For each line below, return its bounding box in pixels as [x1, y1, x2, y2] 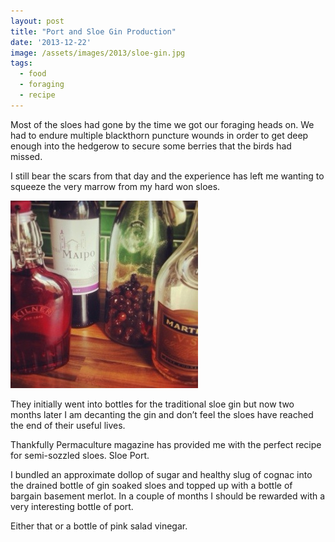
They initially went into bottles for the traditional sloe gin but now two [10, 398, 295, 410]
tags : [10, 58, 33, 69]
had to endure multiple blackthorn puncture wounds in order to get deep [10, 129, 309, 141]
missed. [10, 150, 43, 162]
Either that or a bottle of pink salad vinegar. [10, 520, 188, 532]
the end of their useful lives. [10, 419, 126, 431]
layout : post [10, 16, 65, 26]
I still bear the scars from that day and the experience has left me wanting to [10, 170, 325, 182]
